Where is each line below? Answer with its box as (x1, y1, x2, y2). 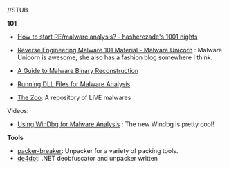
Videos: (7, 107, 29, 115)
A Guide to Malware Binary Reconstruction (17, 67, 139, 74)
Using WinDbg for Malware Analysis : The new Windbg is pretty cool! (17, 120, 214, 128)
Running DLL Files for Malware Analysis (17, 80, 131, 88)
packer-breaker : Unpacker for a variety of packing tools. (17, 147, 178, 155)
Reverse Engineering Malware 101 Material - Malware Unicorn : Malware (17, 46, 223, 54)
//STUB (7, 6, 28, 14)
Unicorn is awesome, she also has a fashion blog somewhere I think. (17, 53, 213, 61)
